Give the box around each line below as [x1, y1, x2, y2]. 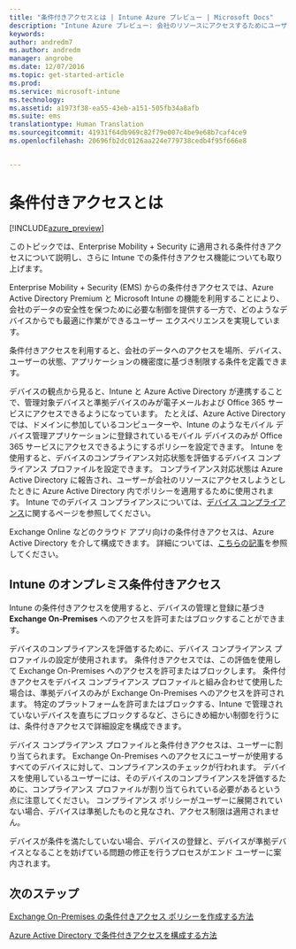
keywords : [9, 29, 46, 38]
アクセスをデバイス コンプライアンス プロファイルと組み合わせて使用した [16, 676, 284, 687]
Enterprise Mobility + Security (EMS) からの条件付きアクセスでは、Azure [9, 282, 274, 292]
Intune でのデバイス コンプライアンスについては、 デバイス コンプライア [26, 497, 286, 507]
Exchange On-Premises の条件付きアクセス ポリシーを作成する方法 [9, 911, 254, 922]
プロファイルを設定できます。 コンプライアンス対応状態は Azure [49, 463, 284, 474]
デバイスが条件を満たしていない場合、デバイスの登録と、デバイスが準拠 [9, 836, 271, 846]
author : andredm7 [9, 37, 73, 47]
